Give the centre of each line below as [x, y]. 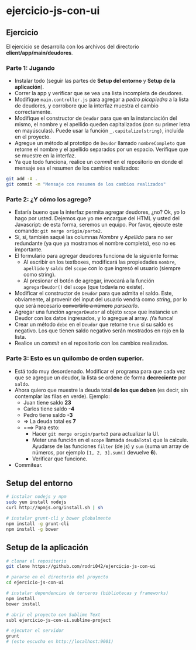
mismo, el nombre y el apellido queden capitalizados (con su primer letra [102, 124]
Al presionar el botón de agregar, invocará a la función [89, 281]
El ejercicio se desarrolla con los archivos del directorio [73, 46]
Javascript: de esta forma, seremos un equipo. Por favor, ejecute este [99, 225]
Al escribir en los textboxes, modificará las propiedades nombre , [100, 262]
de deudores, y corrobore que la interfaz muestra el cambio [87, 106]
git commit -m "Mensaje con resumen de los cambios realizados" [86, 184]
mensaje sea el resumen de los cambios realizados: [77, 168]
